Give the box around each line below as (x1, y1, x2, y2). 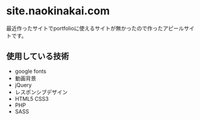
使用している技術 (6, 51, 69, 61)
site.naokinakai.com (6, 4, 110, 18)
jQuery (14, 81, 32, 88)
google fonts (14, 67, 47, 75)
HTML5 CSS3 (14, 95, 49, 102)
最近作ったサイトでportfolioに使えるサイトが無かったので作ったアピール (6, 24, 184, 32)
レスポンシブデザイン (14, 88, 68, 96)
